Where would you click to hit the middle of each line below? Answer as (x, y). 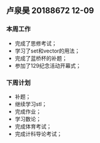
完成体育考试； (33, 126)
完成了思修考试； (36, 43)
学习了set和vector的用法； (47, 51)
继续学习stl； (31, 104)
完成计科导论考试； (38, 133)
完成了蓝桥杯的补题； (41, 58)
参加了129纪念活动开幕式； (48, 66)
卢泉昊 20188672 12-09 (50, 11)
